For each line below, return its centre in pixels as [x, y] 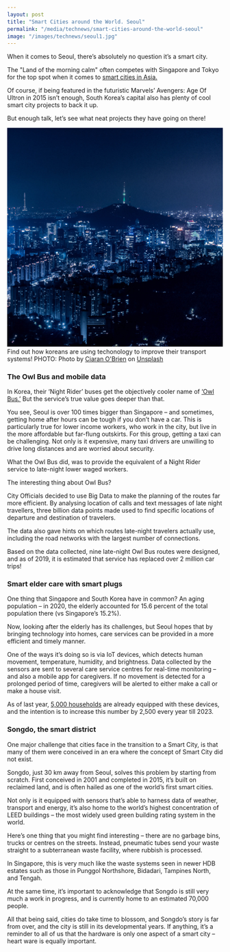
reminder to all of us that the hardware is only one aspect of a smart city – [111, 933]
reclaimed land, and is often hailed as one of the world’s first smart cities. [110, 787]
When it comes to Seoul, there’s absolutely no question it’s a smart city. [107, 57]
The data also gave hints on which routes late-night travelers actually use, [111, 531]
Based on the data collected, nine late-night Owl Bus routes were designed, [114, 552]
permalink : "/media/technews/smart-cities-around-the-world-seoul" [105, 29]
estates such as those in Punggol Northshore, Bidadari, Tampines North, [109, 870]
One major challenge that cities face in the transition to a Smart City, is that [113, 744]
